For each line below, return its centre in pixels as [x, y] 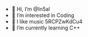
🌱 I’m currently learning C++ [46, 28]
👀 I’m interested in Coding [43, 15]
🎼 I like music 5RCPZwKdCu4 [47, 21]
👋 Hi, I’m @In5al [31, 9]
